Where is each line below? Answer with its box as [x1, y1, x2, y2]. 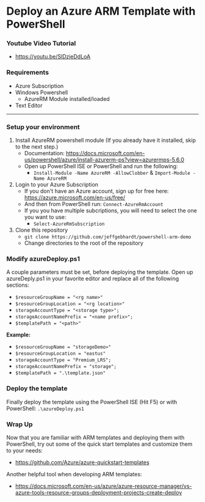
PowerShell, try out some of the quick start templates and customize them [6, 440, 193, 448]
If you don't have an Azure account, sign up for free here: [24, 188, 169, 195]
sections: [6, 281, 29, 289]
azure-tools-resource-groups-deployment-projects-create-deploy [15, 489, 182, 496]
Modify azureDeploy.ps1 [6, 255, 81, 263]
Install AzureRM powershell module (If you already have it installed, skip [15, 136, 196, 144]
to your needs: [6, 446, 43, 454]
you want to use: [24, 213, 67, 221]
